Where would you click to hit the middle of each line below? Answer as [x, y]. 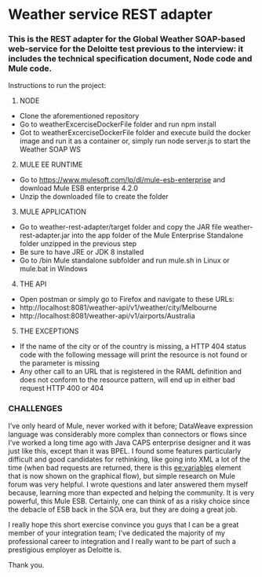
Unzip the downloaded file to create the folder [94, 197]
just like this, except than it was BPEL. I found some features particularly [125, 450]
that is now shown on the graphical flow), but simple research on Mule [122, 476]
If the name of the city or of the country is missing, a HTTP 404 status [133, 347]
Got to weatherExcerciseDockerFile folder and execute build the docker [135, 133]
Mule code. [30, 68]
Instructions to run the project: [57, 86]
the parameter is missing [60, 363]
